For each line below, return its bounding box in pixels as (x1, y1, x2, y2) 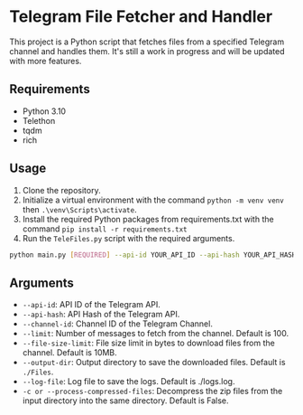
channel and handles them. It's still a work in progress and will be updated (9, 45, 286, 56)
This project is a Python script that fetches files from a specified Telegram (9, 36, 285, 47)
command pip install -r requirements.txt (22, 223, 188, 234)
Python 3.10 (22, 106, 66, 117)
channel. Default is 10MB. (22, 347, 117, 358)
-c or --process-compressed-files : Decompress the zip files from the (22, 386, 283, 397)
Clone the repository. (22, 184, 101, 195)
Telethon (22, 115, 56, 126)
